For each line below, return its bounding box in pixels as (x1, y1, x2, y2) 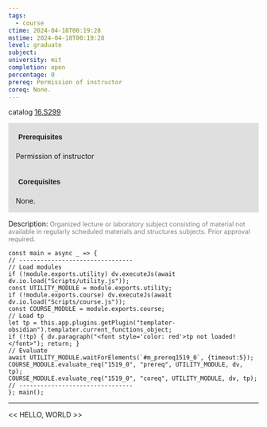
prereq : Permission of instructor (8, 78, 123, 86)
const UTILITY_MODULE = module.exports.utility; (8, 284, 172, 293)
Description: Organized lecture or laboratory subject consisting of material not (8, 219, 246, 229)
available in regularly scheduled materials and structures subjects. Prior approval (8, 227, 250, 236)
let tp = (8, 319, 37, 327)
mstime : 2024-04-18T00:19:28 (8, 33, 105, 42)
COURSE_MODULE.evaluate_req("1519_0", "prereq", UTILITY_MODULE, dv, (8, 361, 244, 369)
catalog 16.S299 (8, 107, 61, 117)
